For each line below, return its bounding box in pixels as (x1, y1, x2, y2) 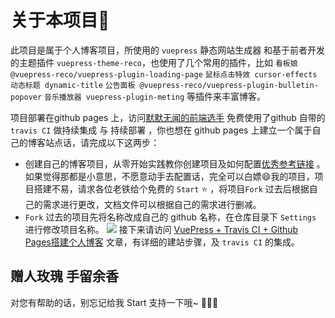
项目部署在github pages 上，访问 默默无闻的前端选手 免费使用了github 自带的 (10, 111, 326, 123)
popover (10, 92, 43, 102)
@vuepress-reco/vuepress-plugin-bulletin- (139, 80, 319, 90)
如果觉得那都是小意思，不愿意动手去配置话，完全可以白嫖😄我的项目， (24, 170, 315, 182)
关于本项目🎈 (10, 9, 110, 32)
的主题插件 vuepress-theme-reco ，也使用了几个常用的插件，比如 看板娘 (10, 56, 298, 68)
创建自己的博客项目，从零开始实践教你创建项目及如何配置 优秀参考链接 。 (24, 157, 326, 170)
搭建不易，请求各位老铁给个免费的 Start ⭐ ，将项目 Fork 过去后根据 (33, 182, 310, 195)
